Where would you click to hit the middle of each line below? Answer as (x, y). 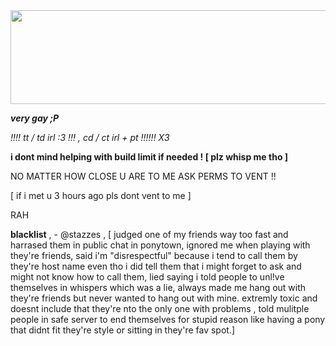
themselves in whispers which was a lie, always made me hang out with (158, 287)
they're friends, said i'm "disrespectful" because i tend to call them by (154, 255)
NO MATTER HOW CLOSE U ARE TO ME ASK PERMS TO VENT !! (143, 176)
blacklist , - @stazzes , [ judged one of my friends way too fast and (149, 234)
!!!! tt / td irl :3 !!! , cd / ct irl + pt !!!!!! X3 (90, 137)
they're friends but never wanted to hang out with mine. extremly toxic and (164, 298)
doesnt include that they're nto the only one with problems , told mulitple (160, 308)
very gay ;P (35, 118)
